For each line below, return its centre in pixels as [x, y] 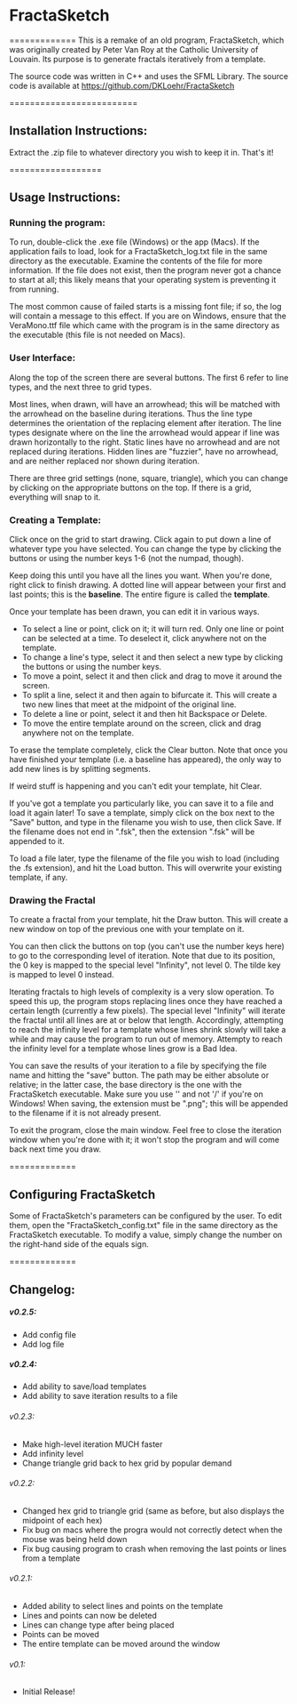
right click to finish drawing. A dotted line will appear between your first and [148, 585]
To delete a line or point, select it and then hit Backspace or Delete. [145, 714]
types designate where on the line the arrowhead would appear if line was [145, 432]
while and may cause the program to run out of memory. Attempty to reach [146, 1039]
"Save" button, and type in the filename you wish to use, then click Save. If [145, 823]
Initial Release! [48, 1692]
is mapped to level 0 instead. [62, 975]
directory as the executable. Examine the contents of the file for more [136, 261]
